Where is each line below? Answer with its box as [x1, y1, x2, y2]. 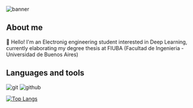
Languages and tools [6, 68, 85, 78]
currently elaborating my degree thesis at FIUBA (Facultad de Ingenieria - [6, 44, 184, 51]
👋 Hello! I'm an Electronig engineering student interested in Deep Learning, [6, 38, 188, 45]
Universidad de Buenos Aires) [6, 51, 78, 58]
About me [6, 22, 43, 32]
